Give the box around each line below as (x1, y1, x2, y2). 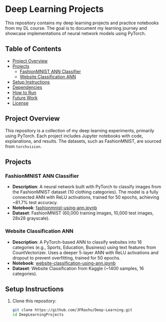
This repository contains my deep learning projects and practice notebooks (5, 20, 159, 26)
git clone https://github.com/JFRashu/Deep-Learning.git (12, 308, 133, 313)
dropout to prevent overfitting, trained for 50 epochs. (12, 255, 121, 261)
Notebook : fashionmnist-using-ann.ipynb (12, 205, 98, 211)
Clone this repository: (12, 298, 56, 304)
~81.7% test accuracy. (12, 200, 58, 206)
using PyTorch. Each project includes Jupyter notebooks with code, (5, 133, 143, 139)
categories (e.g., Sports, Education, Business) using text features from (12, 244, 156, 250)
